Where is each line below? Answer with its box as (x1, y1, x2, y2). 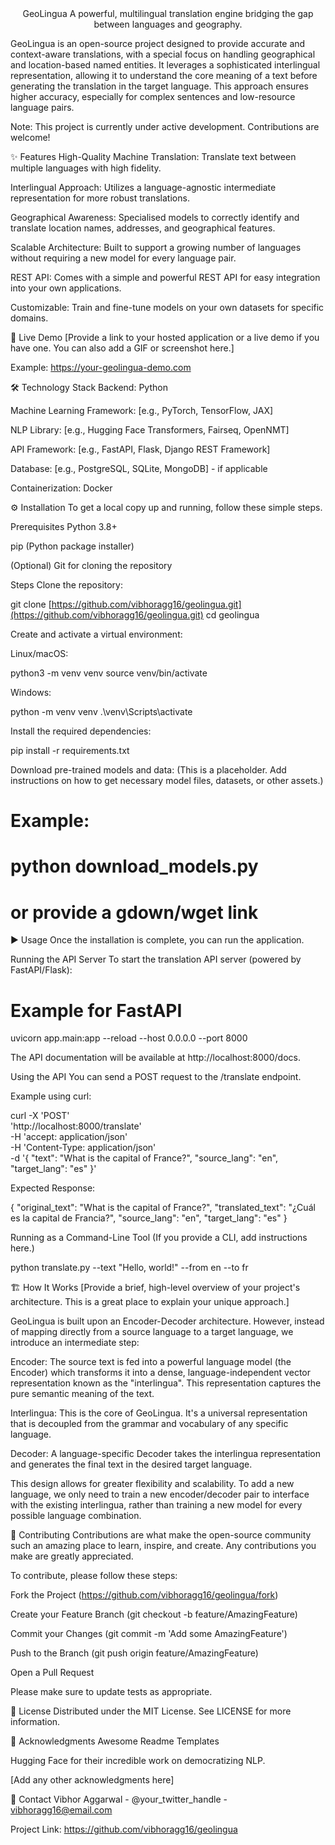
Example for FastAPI (10, 999, 183, 1022)
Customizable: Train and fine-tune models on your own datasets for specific (10, 302, 325, 313)
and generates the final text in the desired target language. (10, 1458, 253, 1471)
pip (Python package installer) (10, 540, 135, 552)
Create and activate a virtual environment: (10, 628, 183, 640)
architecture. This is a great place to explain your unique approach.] (10, 1296, 290, 1308)
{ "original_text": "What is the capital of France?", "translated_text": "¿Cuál (10, 1202, 316, 1214)
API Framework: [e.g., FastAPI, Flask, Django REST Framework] (10, 443, 271, 455)
